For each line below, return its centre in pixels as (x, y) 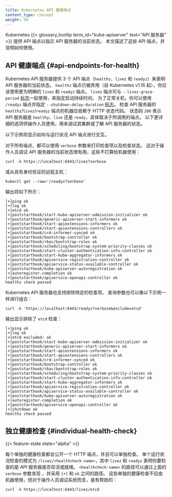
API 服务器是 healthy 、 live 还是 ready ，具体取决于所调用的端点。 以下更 (82, 117)
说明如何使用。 (21, 48)
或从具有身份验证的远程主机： (37, 172)
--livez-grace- (139, 92)
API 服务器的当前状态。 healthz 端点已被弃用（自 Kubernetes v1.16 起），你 (84, 85)
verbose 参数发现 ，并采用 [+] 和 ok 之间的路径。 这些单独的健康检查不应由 (84, 473)
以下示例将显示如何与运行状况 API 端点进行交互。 (57, 135)
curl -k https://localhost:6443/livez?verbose (56, 162)
